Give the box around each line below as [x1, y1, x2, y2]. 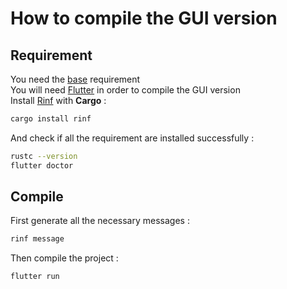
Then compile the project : [10, 252, 119, 264]
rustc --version [10, 151, 78, 161]
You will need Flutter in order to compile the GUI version [10, 84, 241, 96]
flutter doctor [10, 160, 74, 171]
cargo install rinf [10, 114, 92, 124]
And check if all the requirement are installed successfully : [10, 132, 255, 144]
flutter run [10, 272, 60, 282]
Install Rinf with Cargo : [10, 95, 107, 106]
